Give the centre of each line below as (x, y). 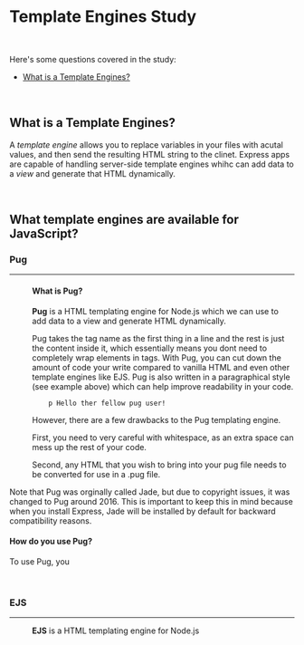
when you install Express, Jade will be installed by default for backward (142, 511)
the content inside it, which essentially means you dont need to (150, 348)
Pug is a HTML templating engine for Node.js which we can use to (155, 311)
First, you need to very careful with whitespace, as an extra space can (163, 438)
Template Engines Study (103, 17)
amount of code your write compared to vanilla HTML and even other (161, 367)
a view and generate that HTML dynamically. (93, 173)
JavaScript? (44, 234)
